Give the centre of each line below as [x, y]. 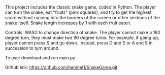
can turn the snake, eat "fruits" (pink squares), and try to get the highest [78, 12]
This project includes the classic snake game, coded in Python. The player [81, 7]
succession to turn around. [33, 48]
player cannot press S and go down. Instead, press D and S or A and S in [79, 43]
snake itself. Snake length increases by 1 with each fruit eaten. [68, 23]
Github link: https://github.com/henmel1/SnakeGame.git [61, 67]
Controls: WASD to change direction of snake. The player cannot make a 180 [83, 32]
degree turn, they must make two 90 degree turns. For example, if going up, [82, 37]
